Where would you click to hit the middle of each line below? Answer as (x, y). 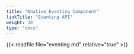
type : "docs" (22, 28)
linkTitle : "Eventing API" (39, 17)
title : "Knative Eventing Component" (53, 11)
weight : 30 (20, 22)
